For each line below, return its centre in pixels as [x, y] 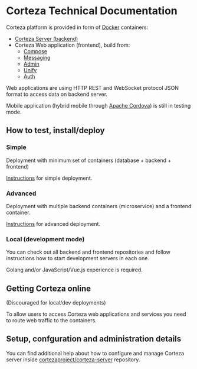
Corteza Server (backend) [46, 38]
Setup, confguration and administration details [94, 339]
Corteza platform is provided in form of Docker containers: [77, 27]
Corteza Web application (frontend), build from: [72, 45]
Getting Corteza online [49, 288]
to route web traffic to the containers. [52, 321]
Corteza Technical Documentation [92, 11]
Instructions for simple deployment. [49, 178]
